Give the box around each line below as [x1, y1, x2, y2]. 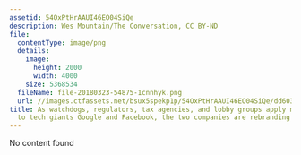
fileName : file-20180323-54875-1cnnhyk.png [17, 88, 182, 97]
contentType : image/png [17, 38, 106, 47]
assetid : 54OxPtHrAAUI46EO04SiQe [9, 13, 134, 22]
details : [17, 47, 50, 56]
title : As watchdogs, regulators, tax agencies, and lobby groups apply [9, 105, 287, 114]
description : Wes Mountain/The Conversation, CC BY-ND [9, 22, 219, 30]
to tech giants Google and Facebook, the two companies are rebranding [17, 113, 291, 122]
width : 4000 [32, 72, 78, 81]
